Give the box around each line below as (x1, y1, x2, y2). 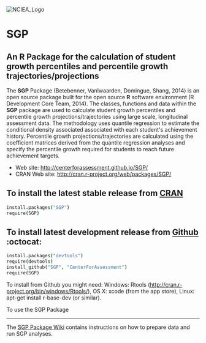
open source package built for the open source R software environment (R (6, 94, 194, 100)
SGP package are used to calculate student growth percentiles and (6, 107, 176, 113)
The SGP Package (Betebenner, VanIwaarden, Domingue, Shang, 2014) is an (6, 87, 200, 94)
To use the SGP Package (6, 306, 69, 313)
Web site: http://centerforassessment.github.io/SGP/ (15, 164, 148, 171)
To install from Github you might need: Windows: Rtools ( (6, 281, 150, 288)
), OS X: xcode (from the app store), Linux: (88, 287, 195, 295)
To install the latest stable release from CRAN (6, 188, 183, 198)
